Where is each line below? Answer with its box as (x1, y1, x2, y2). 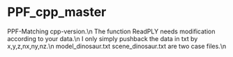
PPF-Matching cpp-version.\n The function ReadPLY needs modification (7, 27, 216, 35)
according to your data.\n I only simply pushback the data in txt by (7, 34, 198, 42)
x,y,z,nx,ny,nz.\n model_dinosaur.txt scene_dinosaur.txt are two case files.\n (7, 42, 227, 50)
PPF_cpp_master (7, 4, 107, 20)
